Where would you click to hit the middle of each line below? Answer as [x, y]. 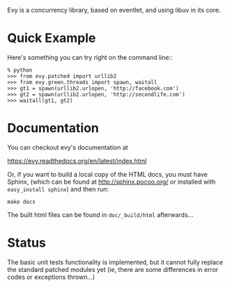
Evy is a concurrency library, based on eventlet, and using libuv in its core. [114, 10]
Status [27, 243]
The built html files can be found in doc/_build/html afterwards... [100, 214]
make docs [22, 202]
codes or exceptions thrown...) [51, 277]
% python [20, 70]
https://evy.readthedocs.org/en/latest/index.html [77, 161]
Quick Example [52, 38]
